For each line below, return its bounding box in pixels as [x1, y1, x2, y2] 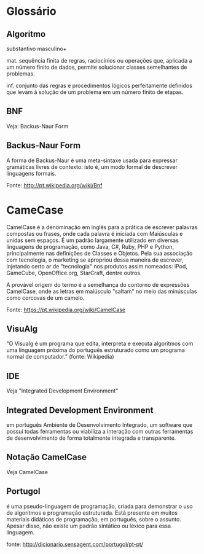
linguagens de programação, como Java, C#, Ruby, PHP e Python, [6, 243, 175, 250]
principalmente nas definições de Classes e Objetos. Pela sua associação [6, 249, 193, 257]
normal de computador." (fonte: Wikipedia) [6, 353, 115, 361]
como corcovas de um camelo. [6, 294, 85, 302]
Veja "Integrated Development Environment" [6, 387, 119, 394]
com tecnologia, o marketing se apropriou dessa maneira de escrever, [6, 256, 184, 263]
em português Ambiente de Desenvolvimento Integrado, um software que [6, 421, 193, 428]
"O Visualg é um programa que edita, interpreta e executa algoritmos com [6, 340, 194, 348]
